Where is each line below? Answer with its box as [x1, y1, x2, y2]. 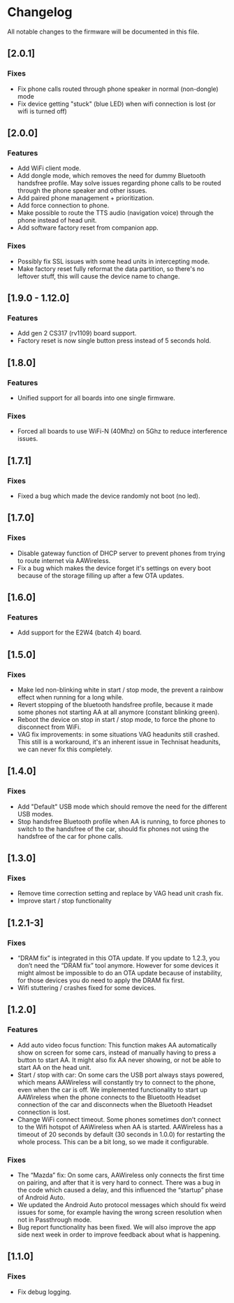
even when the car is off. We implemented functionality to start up [17, 1085, 208, 1094]
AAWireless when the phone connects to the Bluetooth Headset [17, 1093, 201, 1101]
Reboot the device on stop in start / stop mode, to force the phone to [17, 716, 215, 724]
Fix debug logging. [17, 1288, 72, 1296]
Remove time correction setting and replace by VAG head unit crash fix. [17, 889, 224, 898]
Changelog [7, 4, 73, 20]
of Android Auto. [17, 1193, 65, 1201]
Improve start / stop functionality [17, 897, 112, 905]
